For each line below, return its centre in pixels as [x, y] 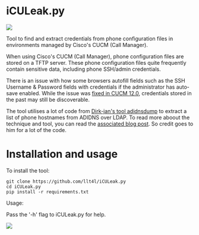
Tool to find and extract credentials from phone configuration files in [90, 38]
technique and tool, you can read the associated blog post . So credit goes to [100, 124]
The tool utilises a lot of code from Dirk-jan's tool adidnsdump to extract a [97, 111]
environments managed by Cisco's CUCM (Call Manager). [77, 45]
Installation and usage [62, 154]
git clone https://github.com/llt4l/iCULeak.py [66, 181]
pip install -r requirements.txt [48, 192]
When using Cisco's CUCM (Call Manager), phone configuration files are [95, 56]
